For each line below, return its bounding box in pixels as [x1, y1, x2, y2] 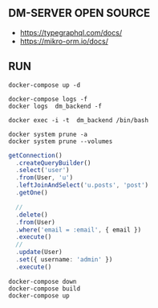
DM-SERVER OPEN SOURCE [8, 6, 151, 20]
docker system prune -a [8, 130, 88, 138]
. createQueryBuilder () [15, 158, 91, 167]
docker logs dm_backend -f [8, 102, 103, 110]
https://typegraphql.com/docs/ [19, 27, 123, 37]
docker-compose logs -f [8, 95, 88, 103]
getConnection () [8, 151, 63, 159]
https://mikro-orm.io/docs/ [19, 36, 108, 46]
